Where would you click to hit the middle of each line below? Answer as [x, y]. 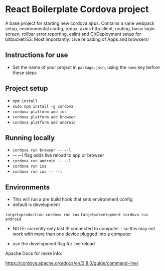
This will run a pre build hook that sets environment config [72, 199]
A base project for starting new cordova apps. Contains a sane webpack [80, 23]
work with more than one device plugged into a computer [72, 234]
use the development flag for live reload [54, 244]
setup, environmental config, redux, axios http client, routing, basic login [80, 28]
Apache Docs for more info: [34, 253]
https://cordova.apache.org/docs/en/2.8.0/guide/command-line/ [72, 263]
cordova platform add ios [39, 112]
